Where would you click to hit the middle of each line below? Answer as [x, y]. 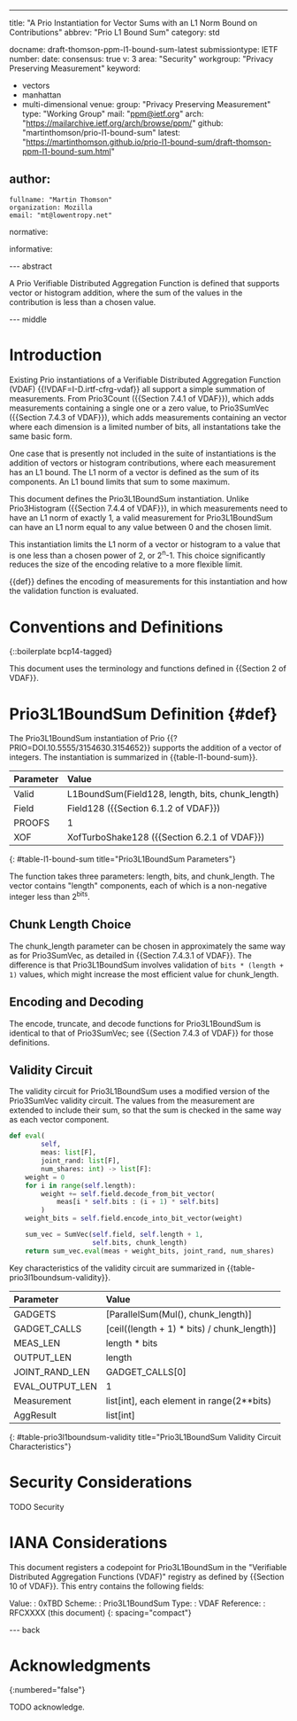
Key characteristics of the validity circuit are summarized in [117, 1268]
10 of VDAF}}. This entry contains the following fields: [107, 1586]
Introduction [56, 355]
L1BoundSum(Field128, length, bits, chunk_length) [173, 794]
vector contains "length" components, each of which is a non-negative [138, 886]
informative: [31, 248]
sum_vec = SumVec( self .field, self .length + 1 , [114, 1234]
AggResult [35, 1415]
